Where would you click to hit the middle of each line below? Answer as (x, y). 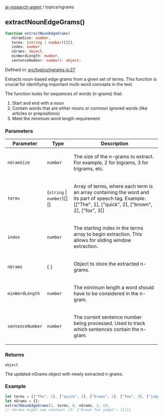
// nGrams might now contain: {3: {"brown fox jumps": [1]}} (68, 410)
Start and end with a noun (38, 103)
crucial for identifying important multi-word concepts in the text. (69, 84)
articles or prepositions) (36, 113)
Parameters (19, 131)
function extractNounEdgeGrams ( (38, 33)
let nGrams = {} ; (23, 401)
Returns (15, 355)
